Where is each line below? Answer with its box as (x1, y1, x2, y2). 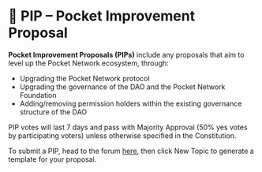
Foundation (19, 90, 57, 99)
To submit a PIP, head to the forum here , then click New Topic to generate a (8, 146, 254, 155)
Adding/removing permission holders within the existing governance (19, 99, 242, 108)
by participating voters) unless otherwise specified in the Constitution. (8, 130, 237, 140)
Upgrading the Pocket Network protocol (19, 73, 150, 83)
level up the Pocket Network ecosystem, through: (8, 58, 170, 68)
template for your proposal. (8, 154, 97, 164)
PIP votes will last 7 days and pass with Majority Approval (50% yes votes (8, 122, 248, 132)
